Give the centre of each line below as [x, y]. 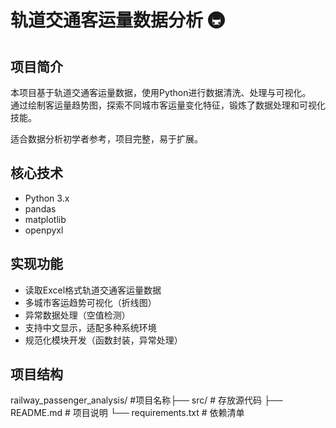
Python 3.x [47, 198]
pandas [40, 208]
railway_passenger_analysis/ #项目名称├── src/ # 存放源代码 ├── [146, 400]
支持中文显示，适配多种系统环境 [90, 327]
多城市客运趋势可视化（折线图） [90, 302]
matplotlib [45, 219]
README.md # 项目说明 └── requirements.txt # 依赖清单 [127, 413]
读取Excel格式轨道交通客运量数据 [93, 290]
